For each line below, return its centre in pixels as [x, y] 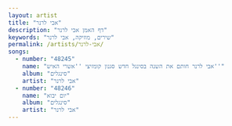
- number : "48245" [45, 59]
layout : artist [33, 15]
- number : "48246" [45, 88]
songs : [19, 52]
